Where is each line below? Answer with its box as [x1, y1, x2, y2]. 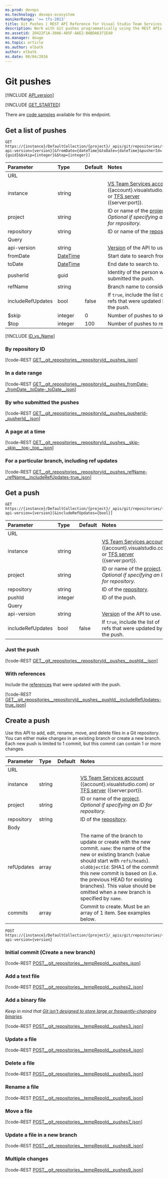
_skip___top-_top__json [5, 445, 52, 451]
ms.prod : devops [5, 7, 39, 13]
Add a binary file [5, 997, 46, 1004]
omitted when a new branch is [80, 888, 151, 895]
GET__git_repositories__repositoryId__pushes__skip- [32, 440, 140, 446]
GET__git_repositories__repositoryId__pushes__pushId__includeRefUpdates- [5, 697, 161, 703]
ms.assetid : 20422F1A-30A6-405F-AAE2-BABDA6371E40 [5, 31, 113, 36]
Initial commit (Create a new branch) [5, 949, 95, 956]
